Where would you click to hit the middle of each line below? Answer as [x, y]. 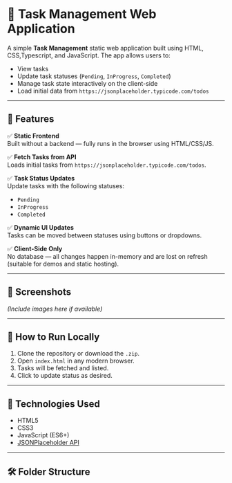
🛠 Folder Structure [49, 472]
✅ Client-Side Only [35, 248]
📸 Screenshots [39, 292]
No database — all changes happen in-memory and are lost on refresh [108, 256]
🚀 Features [31, 119]
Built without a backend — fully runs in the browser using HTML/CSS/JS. [110, 143]
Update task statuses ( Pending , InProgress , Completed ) [94, 76]
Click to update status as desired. [65, 376]
